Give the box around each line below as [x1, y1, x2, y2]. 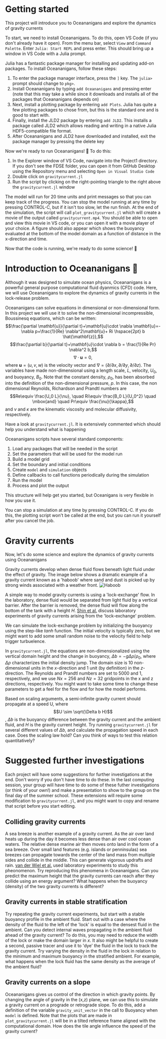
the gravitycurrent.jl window [12, 184, 75, 190]
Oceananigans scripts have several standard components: [5, 436, 124, 442]
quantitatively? [5, 738, 35, 744]
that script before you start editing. [5, 803, 76, 809]
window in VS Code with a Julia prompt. [5, 51, 86, 57]
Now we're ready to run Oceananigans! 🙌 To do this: [5, 148, 112, 154]
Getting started [5, 3, 69, 15]
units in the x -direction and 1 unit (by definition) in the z [31, 665, 143, 671]
